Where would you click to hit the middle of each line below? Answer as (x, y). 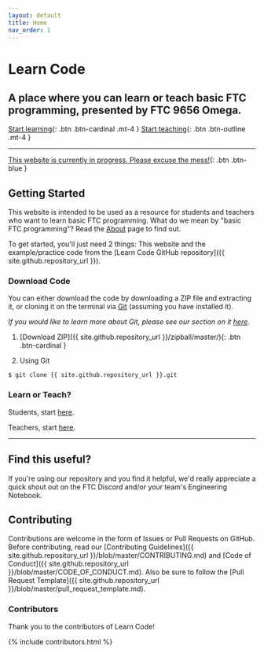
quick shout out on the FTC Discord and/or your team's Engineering (118, 487)
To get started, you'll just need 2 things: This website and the (107, 244)
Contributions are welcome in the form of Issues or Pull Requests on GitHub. (132, 539)
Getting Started (47, 193)
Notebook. (25, 495)
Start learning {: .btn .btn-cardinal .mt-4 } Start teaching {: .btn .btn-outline (127, 129)
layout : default (35, 15)
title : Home (27, 23)
